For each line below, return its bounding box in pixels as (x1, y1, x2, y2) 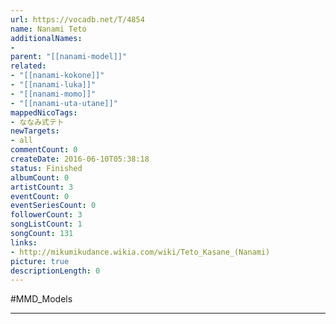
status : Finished (10, 163, 83, 173)
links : (10, 237, 38, 248)
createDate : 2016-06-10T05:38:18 (10, 154, 150, 164)
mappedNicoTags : (10, 107, 78, 118)
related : (10, 61, 47, 71)
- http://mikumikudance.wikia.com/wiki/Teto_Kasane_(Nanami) (10, 247, 271, 257)
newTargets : (10, 126, 60, 136)
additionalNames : (10, 33, 83, 43)
